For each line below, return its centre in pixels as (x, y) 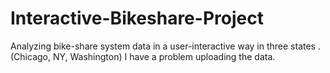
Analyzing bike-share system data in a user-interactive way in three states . (165, 46)
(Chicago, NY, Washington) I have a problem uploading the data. (143, 56)
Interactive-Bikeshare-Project (137, 18)
